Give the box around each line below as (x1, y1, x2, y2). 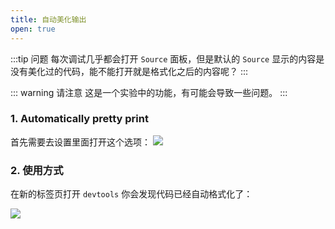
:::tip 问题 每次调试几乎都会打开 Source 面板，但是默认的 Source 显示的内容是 (10, 52, 325, 65)
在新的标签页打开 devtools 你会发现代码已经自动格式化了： (10, 188, 253, 200)
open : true (10, 24, 56, 34)
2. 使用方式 (10, 163, 64, 177)
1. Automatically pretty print (10, 112, 149, 126)
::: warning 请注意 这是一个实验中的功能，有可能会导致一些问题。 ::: (10, 86, 288, 98)
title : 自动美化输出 (10, 14, 87, 25)
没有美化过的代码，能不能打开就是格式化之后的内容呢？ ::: (10, 65, 249, 77)
